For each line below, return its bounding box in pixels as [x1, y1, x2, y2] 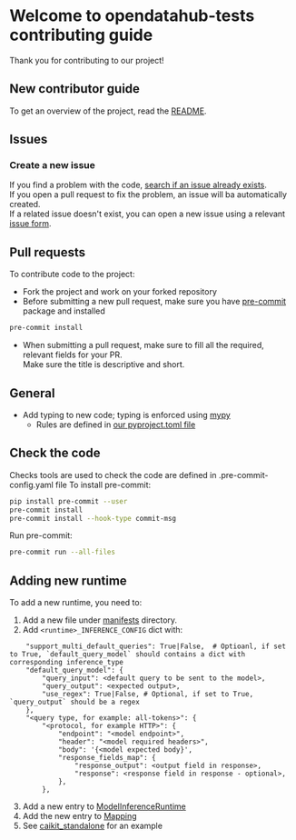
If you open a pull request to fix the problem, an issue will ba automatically [9, 189, 288, 200]
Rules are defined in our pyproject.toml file [35, 419, 196, 430]
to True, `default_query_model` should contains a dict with [9, 650, 246, 659]
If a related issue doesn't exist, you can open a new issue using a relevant [9, 208, 286, 219]
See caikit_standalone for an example [22, 820, 163, 832]
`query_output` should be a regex [9, 697, 141, 707]
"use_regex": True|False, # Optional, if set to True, [42, 690, 254, 699]
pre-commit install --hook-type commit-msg [9, 514, 177, 523]
